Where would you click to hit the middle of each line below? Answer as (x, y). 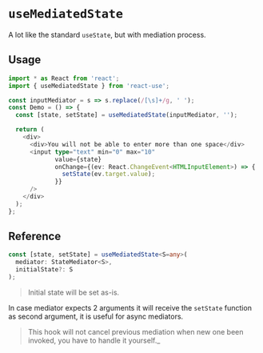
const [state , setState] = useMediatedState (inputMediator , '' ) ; (127, 115)
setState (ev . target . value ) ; (109, 174)
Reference (35, 237)
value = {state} (78, 159)
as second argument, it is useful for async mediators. (96, 316)
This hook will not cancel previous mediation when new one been (135, 331)
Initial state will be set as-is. (74, 292)
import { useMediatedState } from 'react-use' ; (89, 86)
